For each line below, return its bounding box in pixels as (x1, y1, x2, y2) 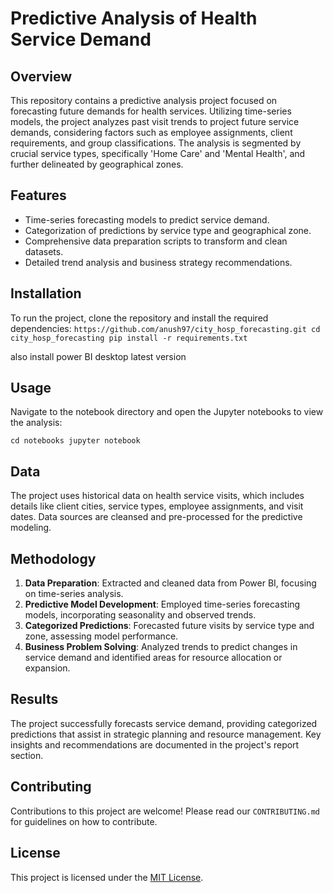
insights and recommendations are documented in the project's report (10, 738, 300, 751)
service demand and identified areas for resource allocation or (24, 652, 283, 664)
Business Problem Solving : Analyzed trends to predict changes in (24, 641, 298, 653)
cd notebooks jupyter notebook (10, 436, 141, 446)
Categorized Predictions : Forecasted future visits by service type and (24, 620, 315, 632)
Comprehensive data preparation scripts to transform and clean (24, 235, 288, 247)
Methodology (10, 550, 97, 567)
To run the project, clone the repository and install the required (10, 312, 269, 324)
